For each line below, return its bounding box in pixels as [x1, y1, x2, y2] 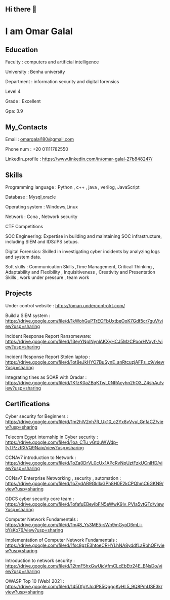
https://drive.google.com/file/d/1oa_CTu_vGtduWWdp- [5, 439, 118, 445]
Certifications [5, 400, 50, 408]
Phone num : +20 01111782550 [5, 146, 68, 152]
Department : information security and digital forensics [5, 79, 119, 85]
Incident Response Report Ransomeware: [5, 333, 92, 339]
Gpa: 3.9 [5, 108, 23, 114]
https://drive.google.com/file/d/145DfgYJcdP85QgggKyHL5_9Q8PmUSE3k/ [5, 583, 163, 589]
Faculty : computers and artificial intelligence [5, 59, 99, 65]
